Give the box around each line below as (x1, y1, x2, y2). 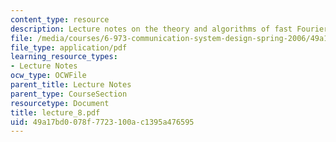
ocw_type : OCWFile (10, 71, 87, 81)
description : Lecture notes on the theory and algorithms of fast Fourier (10, 24, 329, 34)
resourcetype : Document (10, 98, 110, 108)
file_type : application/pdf (10, 42, 128, 53)
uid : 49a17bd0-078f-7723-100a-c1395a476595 (10, 117, 195, 127)
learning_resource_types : (10, 52, 118, 62)
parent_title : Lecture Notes (10, 80, 132, 90)
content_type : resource (10, 14, 110, 25)
